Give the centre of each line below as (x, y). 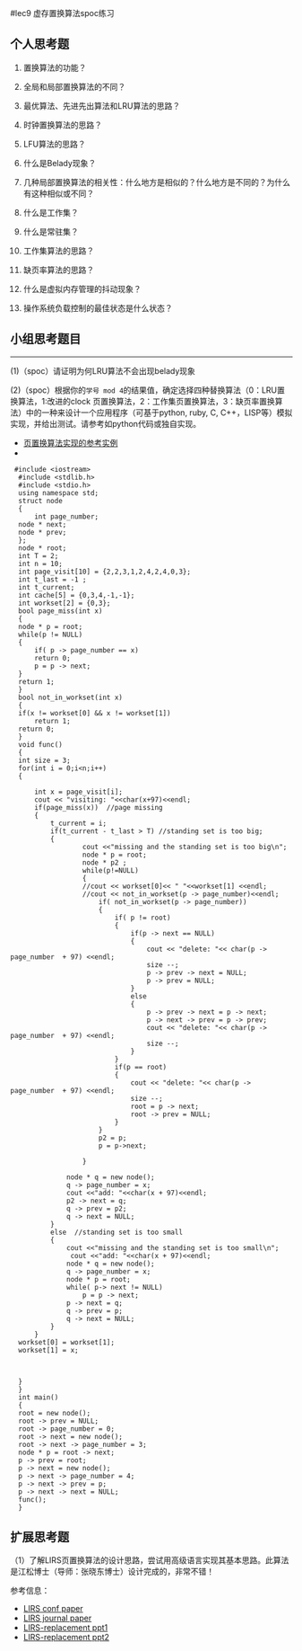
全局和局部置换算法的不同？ (74, 86)
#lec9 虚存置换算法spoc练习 (62, 13)
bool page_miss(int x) (60, 611)
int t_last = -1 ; (53, 579)
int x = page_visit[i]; (78, 792)
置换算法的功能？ (55, 67)
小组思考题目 (46, 339)
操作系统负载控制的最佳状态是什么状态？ (98, 307)
